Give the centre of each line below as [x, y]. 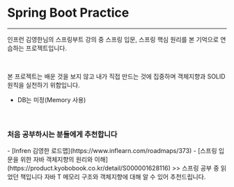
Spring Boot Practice [68, 13]
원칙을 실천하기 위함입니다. [44, 85]
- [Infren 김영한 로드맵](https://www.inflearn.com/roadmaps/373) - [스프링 [112, 151]
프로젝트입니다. [46, 48]
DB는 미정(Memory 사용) [52, 99]
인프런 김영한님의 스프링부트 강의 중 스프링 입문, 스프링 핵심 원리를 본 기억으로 [113, 39]
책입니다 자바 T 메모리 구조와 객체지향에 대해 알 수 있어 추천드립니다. [113, 177]
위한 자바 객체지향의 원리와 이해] [64, 160]
